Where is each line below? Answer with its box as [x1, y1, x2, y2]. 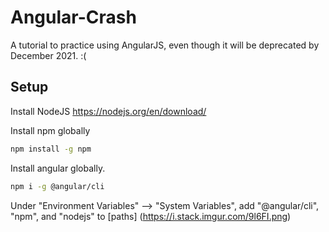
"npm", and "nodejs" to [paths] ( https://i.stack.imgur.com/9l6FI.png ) [10, 210, 292, 222]
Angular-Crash [10, 6, 137, 29]
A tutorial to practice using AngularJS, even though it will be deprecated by [10, 39, 320, 51]
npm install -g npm [10, 144, 92, 154]
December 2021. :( [10, 49, 87, 61]
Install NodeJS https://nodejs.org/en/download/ [10, 105, 207, 117]
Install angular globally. [10, 162, 106, 174]
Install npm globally [10, 124, 91, 136]
